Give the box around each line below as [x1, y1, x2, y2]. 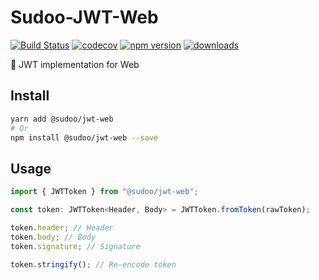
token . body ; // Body [10, 232, 97, 242]
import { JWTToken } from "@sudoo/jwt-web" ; [10, 187, 199, 197]
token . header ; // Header [10, 222, 114, 233]
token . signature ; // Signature [10, 241, 141, 251]
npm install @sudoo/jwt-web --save [10, 132, 159, 143]
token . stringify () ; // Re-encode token [10, 259, 177, 270]
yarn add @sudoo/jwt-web [10, 114, 114, 124]
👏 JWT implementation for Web [10, 58, 140, 70]
